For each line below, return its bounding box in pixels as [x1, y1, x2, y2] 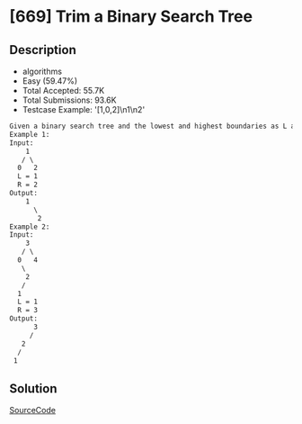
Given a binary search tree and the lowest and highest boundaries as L [9, 122, 288, 131]
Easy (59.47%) [22, 76, 78, 86]
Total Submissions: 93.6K [22, 95, 117, 105]
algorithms [22, 66, 63, 77]
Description [9, 42, 76, 58]
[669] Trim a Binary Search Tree [9, 6, 253, 27]
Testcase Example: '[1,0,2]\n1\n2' [22, 104, 146, 114]
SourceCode [9, 405, 57, 416]
